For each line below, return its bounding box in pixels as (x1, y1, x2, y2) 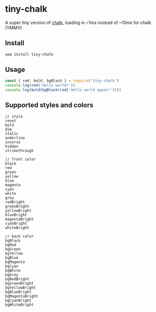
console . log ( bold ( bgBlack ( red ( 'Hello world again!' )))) (5, 88, 121, 92)
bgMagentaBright (5, 293, 38, 299)
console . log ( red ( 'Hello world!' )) (5, 83, 76, 88)
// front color (5, 156, 36, 162)
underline (5, 135, 25, 140)
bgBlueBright (5, 290, 32, 294)
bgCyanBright (5, 298, 32, 303)
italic (5, 131, 19, 136)
